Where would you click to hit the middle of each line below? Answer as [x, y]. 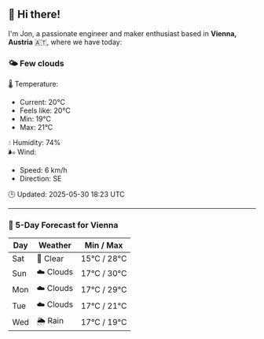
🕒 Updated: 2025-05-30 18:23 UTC [66, 195]
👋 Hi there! [35, 15]
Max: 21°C [36, 128]
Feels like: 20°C [45, 110]
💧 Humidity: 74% [35, 143]
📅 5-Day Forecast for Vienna [63, 225]
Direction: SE [40, 179]
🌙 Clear [50, 259]
